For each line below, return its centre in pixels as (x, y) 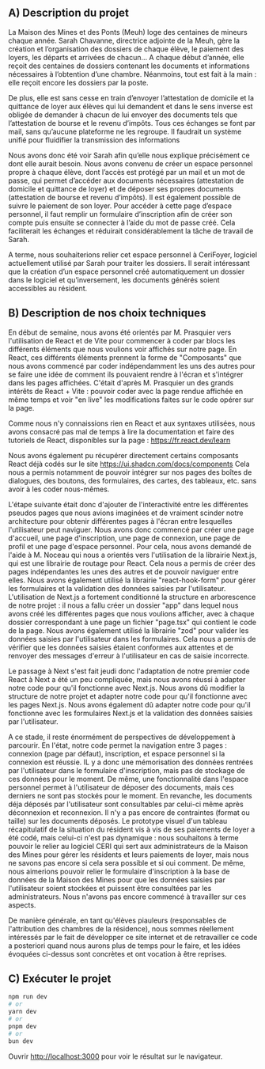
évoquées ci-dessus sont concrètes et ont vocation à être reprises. (117, 953)
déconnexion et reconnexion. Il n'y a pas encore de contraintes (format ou (129, 812)
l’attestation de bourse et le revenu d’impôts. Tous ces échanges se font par (132, 123)
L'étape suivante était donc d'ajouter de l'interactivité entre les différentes (129, 504)
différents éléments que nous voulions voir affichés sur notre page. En (123, 349)
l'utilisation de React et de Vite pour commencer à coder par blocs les (122, 340)
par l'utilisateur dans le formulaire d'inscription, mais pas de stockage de (127, 770)
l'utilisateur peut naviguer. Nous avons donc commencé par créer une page (131, 529)
